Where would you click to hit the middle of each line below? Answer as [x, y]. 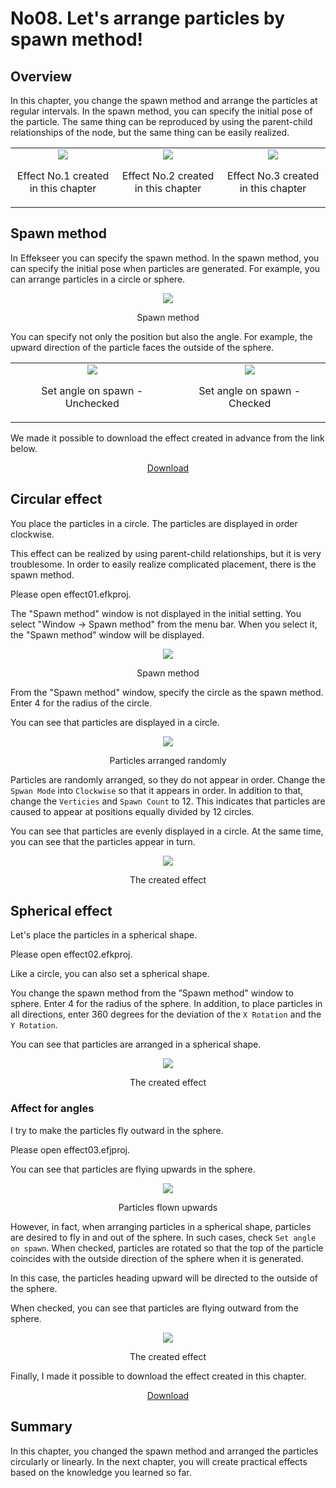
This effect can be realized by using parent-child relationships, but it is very [166, 553]
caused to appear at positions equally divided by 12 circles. [132, 811]
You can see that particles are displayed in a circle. [115, 722]
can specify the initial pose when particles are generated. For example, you [165, 268]
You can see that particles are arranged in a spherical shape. [136, 1044]
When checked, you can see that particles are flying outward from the [155, 1308]
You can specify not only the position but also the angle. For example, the [161, 336]
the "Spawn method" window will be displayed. [107, 634]
